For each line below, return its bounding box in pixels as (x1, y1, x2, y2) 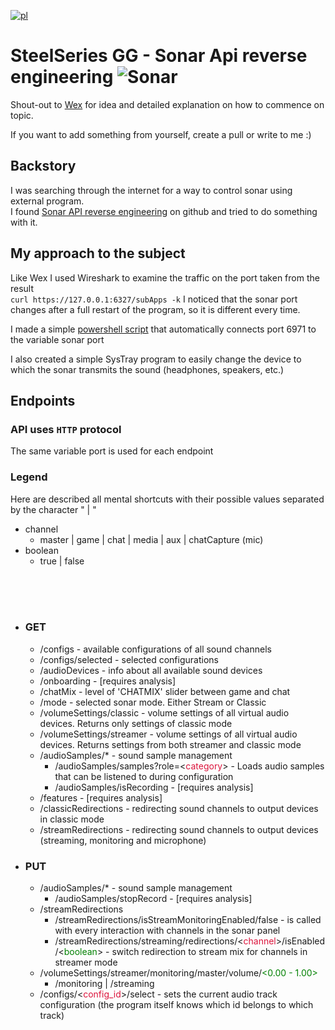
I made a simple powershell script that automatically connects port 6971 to (10, 323, 317, 335)
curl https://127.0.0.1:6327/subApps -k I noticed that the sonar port (10, 293, 298, 305)
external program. (10, 195, 85, 207)
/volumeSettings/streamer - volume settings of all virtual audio (39, 728, 298, 740)
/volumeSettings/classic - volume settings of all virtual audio (39, 706, 290, 719)
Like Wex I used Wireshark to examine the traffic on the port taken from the (10, 271, 320, 284)
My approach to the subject (10, 245, 186, 262)
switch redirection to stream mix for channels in (111, 946, 308, 958)
